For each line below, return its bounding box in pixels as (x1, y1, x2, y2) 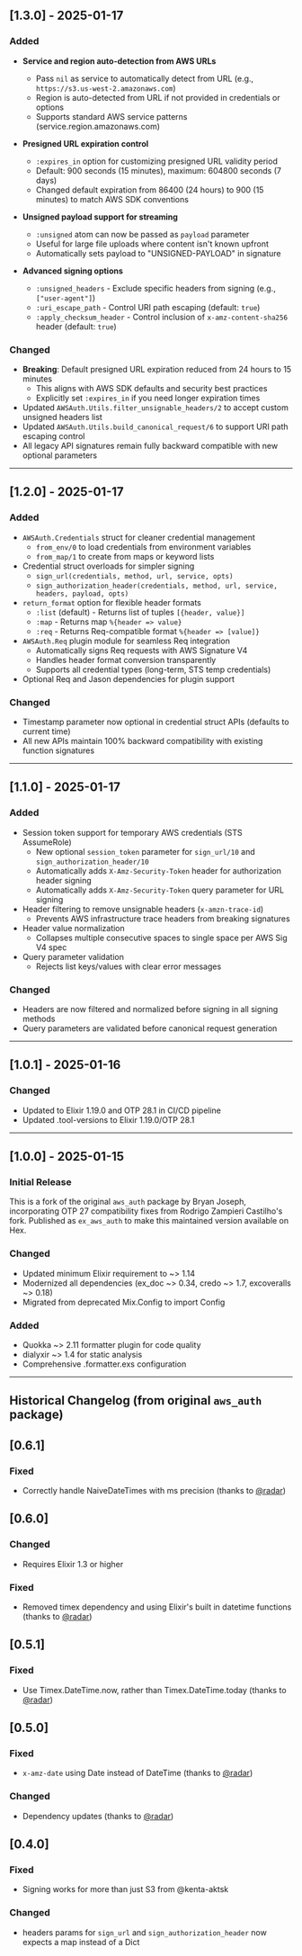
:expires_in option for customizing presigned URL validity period (35, 156, 279, 166)
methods (22, 1013, 56, 1024)
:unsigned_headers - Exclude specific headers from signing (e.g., (35, 283, 276, 293)
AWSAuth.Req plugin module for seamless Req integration (22, 635, 231, 646)
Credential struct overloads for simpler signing (22, 561, 195, 571)
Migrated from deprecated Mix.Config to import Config (22, 1297, 226, 1307)
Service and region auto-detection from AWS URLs (22, 55, 217, 67)
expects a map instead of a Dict (22, 1936, 140, 1947)
